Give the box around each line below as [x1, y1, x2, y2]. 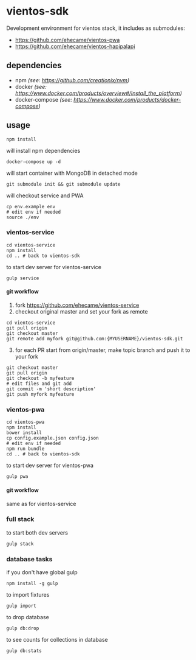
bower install [6, 430, 42, 436]
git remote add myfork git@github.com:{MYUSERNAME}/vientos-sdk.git [6, 336, 183, 342]
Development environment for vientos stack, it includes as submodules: [6, 24, 185, 32]
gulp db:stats [6, 648, 42, 654]
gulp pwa [6, 474, 29, 480]
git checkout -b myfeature [6, 376, 75, 382]
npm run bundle [6, 446, 45, 452]
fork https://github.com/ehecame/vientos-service [15, 301, 140, 309]
